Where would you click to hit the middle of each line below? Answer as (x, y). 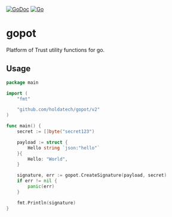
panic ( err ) (41, 187)
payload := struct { (42, 142)
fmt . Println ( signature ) (47, 203)
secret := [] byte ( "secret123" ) (56, 132)
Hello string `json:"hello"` (64, 148)
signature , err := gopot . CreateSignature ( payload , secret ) (92, 175)
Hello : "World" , (48, 159)
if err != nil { (37, 181)
